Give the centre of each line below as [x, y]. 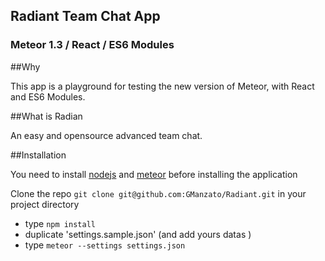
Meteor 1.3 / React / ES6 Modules [92, 45]
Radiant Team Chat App [85, 16]
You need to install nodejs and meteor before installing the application [154, 174]
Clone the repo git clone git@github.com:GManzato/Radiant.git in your [158, 193]
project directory [45, 204]
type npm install [60, 223]
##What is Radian [46, 116]
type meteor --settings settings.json [105, 245]
